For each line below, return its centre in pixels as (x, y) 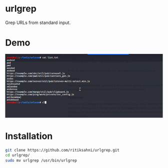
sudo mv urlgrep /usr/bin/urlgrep (41, 160)
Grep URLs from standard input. (38, 22)
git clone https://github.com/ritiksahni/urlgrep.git (62, 150)
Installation (29, 136)
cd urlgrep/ (17, 155)
